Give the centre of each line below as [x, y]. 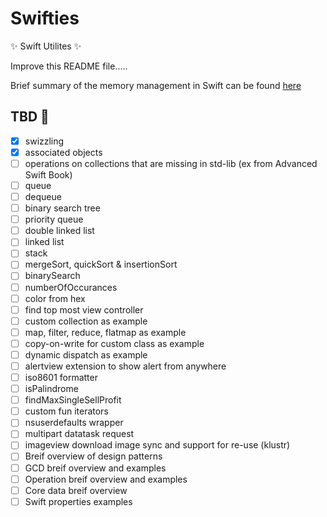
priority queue [54, 219]
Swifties [45, 18]
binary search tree [62, 208]
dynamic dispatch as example [86, 354]
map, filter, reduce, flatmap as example [105, 332]
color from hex [55, 298]
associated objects [63, 152]
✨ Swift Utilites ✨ [46, 46]
